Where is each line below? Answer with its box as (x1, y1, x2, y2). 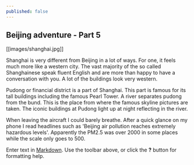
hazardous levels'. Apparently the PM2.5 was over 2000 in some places (6, 129, 178, 136)
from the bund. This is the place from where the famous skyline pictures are (6, 99, 188, 106)
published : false (6, 8, 48, 15)
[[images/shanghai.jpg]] (6, 45, 64, 52)
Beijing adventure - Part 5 (6, 30, 101, 40)
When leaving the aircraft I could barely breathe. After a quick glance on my (6, 117, 188, 124)
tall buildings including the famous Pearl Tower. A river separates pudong (6, 93, 182, 100)
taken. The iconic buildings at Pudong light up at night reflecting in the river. (6, 106, 188, 113)
